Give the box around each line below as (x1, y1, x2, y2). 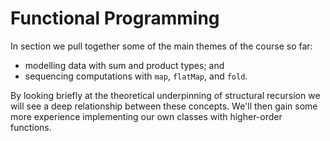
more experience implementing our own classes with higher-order (10, 110, 283, 122)
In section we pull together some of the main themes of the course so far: (10, 40, 313, 52)
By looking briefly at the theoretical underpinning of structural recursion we (10, 89, 321, 101)
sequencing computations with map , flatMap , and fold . (24, 70, 248, 82)
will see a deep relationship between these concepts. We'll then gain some (10, 100, 318, 112)
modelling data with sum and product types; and (24, 59, 225, 71)
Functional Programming (10, 7, 220, 30)
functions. (10, 121, 52, 133)
